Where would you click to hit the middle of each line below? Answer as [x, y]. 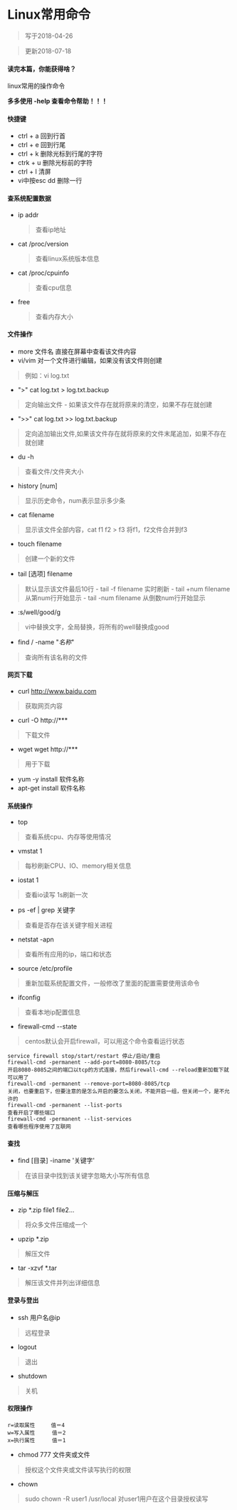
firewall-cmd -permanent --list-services [70, 1119]
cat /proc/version [43, 244]
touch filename [39, 544]
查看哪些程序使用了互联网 [39, 1127]
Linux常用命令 [49, 15]
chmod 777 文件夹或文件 [54, 1454]
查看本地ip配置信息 [52, 1012]
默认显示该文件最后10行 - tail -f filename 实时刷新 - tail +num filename [127, 589]
